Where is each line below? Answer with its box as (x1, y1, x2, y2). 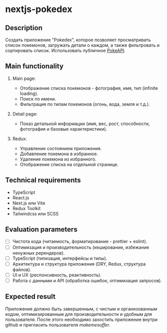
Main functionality (5, 62, 64, 71)
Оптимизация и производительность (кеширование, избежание (12, 244, 149, 250)
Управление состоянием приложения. (19, 145, 102, 151)
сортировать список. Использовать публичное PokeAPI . (5, 48, 126, 53)
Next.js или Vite (12, 200, 45, 206)
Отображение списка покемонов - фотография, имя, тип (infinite (19, 85, 158, 91)
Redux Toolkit (12, 205, 41, 211)
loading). (19, 90, 38, 96)
